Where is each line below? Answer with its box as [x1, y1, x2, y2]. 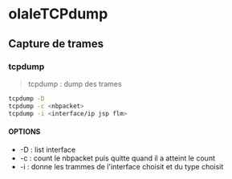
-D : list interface [19, 144, 76, 154]
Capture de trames [8, 37, 104, 51]
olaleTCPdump [8, 5, 108, 23]
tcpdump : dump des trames [27, 79, 122, 88]
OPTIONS [8, 127, 41, 136]
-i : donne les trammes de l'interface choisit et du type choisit [19, 161, 224, 171]
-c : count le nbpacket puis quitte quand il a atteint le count [19, 153, 215, 163]
